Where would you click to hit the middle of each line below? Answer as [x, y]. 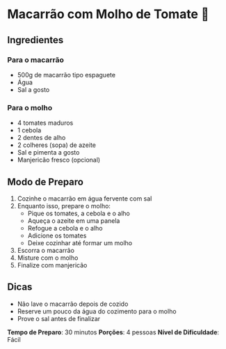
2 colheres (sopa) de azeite [56, 145]
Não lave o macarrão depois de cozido [73, 304]
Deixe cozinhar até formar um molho [80, 242]
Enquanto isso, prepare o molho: [64, 205]
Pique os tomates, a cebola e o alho [79, 213]
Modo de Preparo [45, 181]
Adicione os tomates [57, 235]
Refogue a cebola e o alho [65, 228]
